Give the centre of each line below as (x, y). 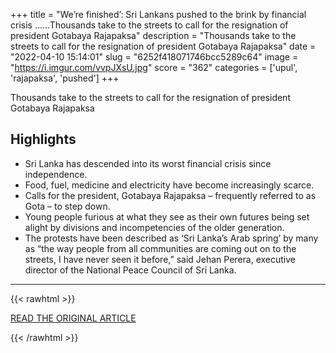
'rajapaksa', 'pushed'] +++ (65, 78)
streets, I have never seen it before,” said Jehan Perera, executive (160, 259)
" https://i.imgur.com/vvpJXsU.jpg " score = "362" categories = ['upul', (154, 67)
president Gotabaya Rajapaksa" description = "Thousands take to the (153, 35)
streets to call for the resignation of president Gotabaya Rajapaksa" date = (163, 46)
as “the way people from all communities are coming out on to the (160, 248)
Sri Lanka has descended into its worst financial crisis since (148, 163)
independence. (56, 174)
